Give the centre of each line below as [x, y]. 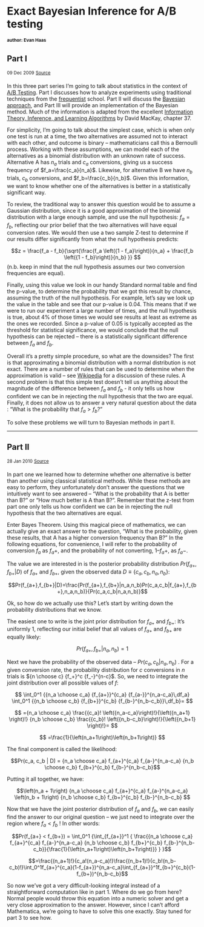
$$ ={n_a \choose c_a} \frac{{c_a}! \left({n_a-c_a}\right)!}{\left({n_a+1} [102, 712]
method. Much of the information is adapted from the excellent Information [100, 112]
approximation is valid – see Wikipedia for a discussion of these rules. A [96, 376]
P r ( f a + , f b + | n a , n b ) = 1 [102, 650]
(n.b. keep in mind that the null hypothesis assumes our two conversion [96, 267]
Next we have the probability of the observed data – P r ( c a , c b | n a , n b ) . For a [100, 663]
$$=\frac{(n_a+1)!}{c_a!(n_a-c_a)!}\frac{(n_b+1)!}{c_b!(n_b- [102, 861]
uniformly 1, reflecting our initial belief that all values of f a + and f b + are [94, 630]
